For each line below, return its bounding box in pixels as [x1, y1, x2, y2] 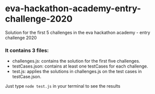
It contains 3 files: [5, 47, 49, 54]
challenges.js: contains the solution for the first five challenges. [12, 58, 141, 64]
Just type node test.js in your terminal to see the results [5, 83, 121, 89]
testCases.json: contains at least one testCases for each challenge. [12, 63, 149, 69]
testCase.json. [12, 74, 42, 80]
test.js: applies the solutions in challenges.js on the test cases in [12, 69, 142, 74]
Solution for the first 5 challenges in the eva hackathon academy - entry [5, 29, 151, 35]
